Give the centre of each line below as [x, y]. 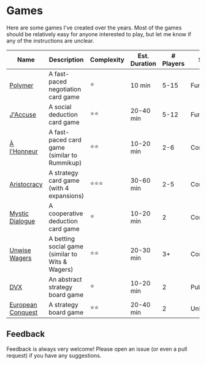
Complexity [107, 60]
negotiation [65, 89]
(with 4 [59, 188]
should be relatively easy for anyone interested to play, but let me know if [99, 34]
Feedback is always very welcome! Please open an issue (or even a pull [97, 349]
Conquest [24, 312]
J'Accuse [23, 114]
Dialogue [22, 221]
